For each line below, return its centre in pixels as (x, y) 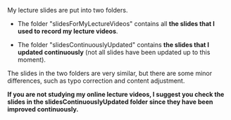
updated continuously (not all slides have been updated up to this (114, 52)
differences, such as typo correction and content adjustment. (96, 81)
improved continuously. (43, 109)
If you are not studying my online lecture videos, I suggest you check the (116, 94)
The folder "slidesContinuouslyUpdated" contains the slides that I (113, 45)
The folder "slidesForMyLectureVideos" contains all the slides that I (116, 24)
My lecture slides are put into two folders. (68, 10)
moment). (31, 60)
